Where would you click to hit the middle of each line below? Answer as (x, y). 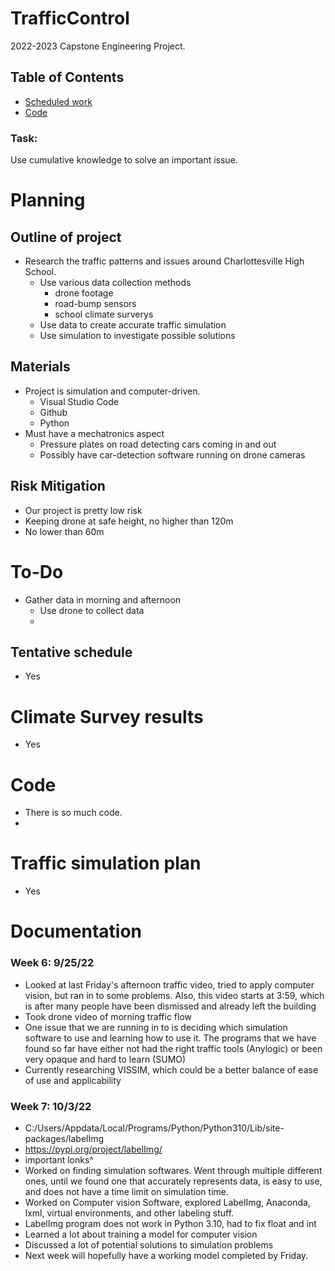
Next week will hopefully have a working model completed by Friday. (166, 1256)
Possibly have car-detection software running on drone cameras (172, 454)
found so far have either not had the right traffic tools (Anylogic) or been (173, 1048)
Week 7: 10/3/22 (51, 1106)
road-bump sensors (95, 304)
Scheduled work (58, 101)
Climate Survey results (107, 716)
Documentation (76, 931)
